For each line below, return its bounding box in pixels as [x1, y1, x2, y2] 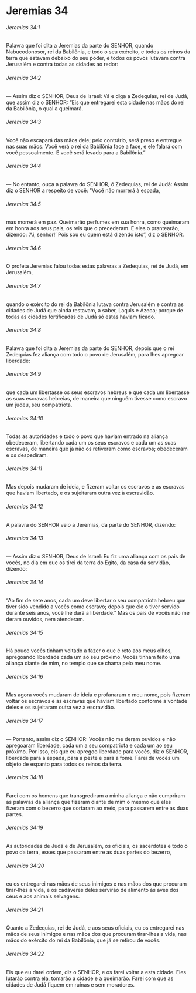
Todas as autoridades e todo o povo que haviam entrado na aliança [6, 433, 169, 440]
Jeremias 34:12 [6, 503, 43, 510]
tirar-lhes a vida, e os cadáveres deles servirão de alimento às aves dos [6, 887, 179, 894]
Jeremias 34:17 [6, 718, 43, 725]
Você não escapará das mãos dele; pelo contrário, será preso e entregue [6, 136, 183, 143]
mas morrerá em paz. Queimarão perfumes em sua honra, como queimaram [6, 218, 190, 225]
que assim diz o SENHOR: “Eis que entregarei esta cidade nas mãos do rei [6, 99, 185, 106]
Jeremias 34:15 [6, 629, 43, 636]
